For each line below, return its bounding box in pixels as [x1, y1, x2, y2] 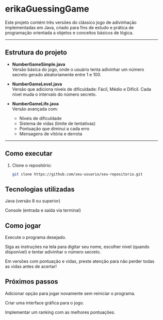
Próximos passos [5, 278, 58, 286]
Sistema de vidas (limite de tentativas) [19, 120, 96, 126]
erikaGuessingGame [5, 3, 89, 15]
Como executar [5, 150, 52, 158]
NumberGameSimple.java [12, 61, 65, 67]
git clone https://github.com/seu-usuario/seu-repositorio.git [12, 171, 143, 177]
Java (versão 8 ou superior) [5, 198, 61, 204]
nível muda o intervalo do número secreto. [12, 91, 97, 97]
